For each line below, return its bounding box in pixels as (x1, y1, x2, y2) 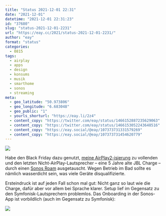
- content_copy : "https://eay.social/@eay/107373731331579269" (9, 127, 142, 132)
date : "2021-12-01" (5, 12, 45, 17)
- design (9, 68, 28, 72)
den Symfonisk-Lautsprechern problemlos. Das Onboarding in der (5, 191, 139, 197)
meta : (5, 95, 16, 100)
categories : (5, 44, 30, 49)
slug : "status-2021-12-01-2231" (5, 26, 72, 31)
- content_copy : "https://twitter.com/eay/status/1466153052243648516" (9, 123, 161, 128)
